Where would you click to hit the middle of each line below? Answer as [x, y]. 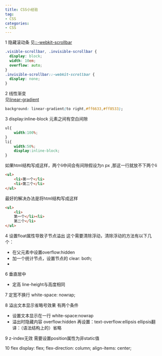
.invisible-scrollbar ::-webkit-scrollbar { [50, 74]
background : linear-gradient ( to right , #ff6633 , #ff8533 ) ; [64, 109]
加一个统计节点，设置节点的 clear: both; [52, 258]
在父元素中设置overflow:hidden [43, 252]
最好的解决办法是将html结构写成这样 [41, 198]
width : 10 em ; [23, 61]
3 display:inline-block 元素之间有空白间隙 [46, 119]
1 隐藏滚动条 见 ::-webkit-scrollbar [39, 43]
